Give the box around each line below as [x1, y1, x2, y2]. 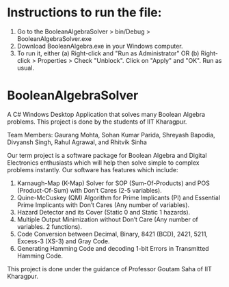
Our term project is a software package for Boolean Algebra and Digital [7, 151, 207, 159]
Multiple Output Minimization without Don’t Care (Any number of [16, 215, 198, 223]
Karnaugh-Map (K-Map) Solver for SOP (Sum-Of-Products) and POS [16, 179, 210, 187]
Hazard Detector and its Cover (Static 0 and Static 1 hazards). [16, 208, 191, 216]
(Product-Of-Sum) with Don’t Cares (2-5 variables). [16, 186, 162, 194]
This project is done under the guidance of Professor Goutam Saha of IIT [7, 264, 212, 273]
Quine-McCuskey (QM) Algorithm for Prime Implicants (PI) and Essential [16, 193, 221, 202]
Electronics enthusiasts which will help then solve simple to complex [7, 159, 200, 167]
